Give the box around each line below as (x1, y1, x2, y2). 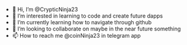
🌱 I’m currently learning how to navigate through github (12, 19, 152, 26)
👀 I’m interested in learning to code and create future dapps (12, 12, 163, 19)
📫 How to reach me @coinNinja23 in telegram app (12, 32, 141, 39)
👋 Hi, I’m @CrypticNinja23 (12, 6, 78, 13)
